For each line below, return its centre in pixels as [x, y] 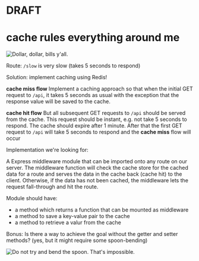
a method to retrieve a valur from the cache [68, 223]
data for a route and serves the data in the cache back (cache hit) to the [94, 174]
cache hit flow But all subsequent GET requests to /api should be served [96, 113]
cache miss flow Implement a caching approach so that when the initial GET [99, 89]
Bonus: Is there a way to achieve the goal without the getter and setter [92, 234]
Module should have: [32, 198]
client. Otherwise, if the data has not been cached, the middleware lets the [97, 181]
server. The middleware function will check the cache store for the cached [97, 168]
